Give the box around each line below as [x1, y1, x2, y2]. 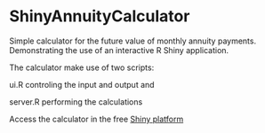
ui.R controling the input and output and [9, 79, 155, 90]
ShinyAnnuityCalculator [9, 6, 190, 27]
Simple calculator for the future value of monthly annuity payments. [9, 35, 256, 46]
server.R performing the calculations [9, 96, 143, 107]
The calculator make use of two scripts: [9, 62, 155, 73]
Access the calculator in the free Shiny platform [9, 113, 184, 124]
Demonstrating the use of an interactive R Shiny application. [9, 44, 229, 55]
